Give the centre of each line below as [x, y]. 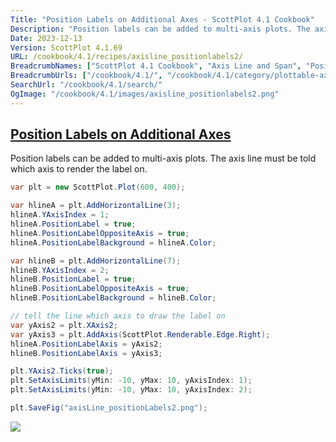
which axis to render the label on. [79, 169]
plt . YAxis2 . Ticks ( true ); [62, 371]
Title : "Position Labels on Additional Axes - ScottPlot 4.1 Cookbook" [162, 19]
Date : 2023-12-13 [46, 38]
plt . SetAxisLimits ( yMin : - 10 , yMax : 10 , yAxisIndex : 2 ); [131, 390]
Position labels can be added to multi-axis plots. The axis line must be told [163, 158]
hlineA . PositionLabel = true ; [73, 224]
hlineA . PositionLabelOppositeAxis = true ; [100, 233]
